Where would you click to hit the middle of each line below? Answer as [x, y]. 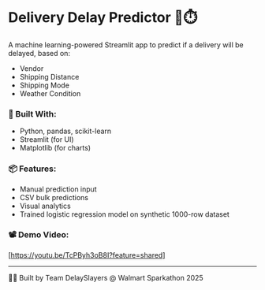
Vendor [32, 68]
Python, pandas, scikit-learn [65, 131]
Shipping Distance [49, 76]
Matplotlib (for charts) [55, 148]
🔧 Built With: [32, 113]
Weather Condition [50, 93]
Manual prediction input [58, 189]
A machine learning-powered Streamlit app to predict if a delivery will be [126, 45]
